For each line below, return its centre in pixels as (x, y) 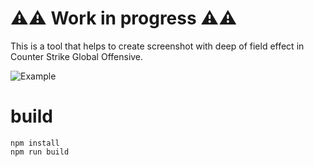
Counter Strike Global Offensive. (77, 56)
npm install (35, 143)
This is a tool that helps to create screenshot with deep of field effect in (157, 46)
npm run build (40, 152)
